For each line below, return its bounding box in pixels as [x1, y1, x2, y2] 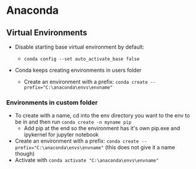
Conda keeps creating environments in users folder [14, 67, 142, 74]
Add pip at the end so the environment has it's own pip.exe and [23, 125, 180, 132]
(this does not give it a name [104, 144, 176, 151]
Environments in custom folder [6, 98, 98, 107]
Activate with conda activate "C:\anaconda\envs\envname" [14, 156, 159, 164]
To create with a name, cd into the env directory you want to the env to [14, 112, 190, 119]
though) [14, 150, 35, 158]
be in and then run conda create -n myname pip [14, 118, 132, 126]
